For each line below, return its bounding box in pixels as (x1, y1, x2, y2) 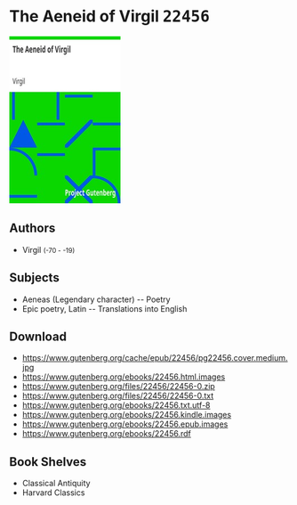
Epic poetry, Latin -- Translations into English (21, 303, 188, 314)
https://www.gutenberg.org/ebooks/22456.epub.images (21, 419, 229, 429)
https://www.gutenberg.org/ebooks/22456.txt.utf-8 (21, 400, 211, 411)
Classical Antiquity (21, 478, 91, 489)
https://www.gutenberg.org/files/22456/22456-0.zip (21, 381, 215, 392)
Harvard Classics (21, 487, 85, 498)
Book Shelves (9, 454, 87, 469)
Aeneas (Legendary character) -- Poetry (21, 294, 171, 305)
